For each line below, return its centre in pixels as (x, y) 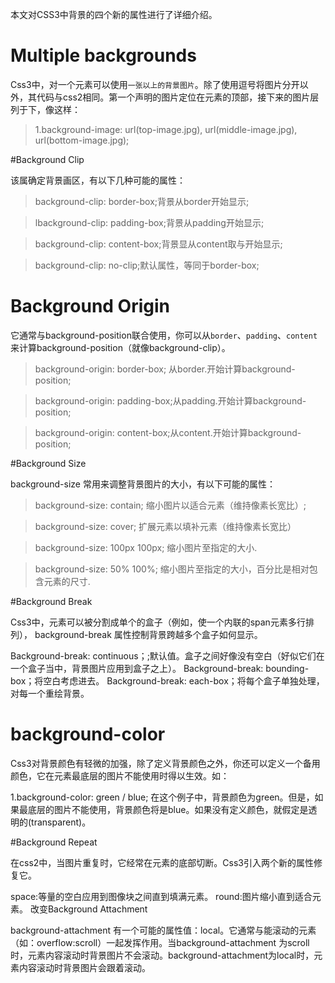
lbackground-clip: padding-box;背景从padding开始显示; (149, 222)
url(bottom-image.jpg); (82, 140)
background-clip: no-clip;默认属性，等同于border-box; (147, 265)
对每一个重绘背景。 (50, 693)
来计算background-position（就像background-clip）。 (120, 347)
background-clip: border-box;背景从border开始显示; (142, 201)
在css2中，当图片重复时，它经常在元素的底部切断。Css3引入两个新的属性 (162, 862)
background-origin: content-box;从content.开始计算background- (168, 432)
